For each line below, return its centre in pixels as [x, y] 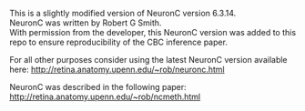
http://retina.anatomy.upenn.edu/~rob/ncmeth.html [105, 96]
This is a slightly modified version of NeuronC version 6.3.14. [123, 13]
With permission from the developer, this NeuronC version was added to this [153, 32]
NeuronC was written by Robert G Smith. [86, 23]
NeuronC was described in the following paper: [98, 87]
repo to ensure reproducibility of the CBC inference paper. [118, 42]
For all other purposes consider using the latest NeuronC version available [149, 60]
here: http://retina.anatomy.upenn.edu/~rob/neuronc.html [117, 69]
